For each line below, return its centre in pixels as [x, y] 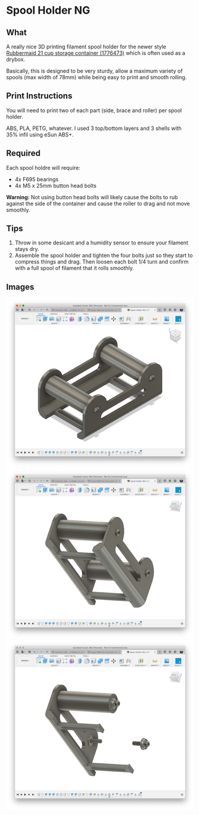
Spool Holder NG [48, 10]
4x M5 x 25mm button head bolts [56, 185]
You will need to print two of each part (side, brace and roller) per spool [94, 110]
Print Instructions [39, 96]
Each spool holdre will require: [43, 168]
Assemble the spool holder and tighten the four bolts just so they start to [104, 255]
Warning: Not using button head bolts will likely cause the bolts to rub [92, 197]
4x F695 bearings [37, 179]
